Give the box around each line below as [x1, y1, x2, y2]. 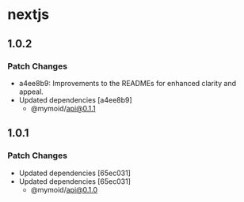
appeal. [18, 87, 44, 96]
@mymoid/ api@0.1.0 [30, 185, 98, 194]
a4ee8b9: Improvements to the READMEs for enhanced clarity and [18, 78, 237, 88]
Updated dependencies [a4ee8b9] [18, 95, 132, 104]
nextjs [7, 6, 49, 24]
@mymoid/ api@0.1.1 [30, 103, 96, 113]
